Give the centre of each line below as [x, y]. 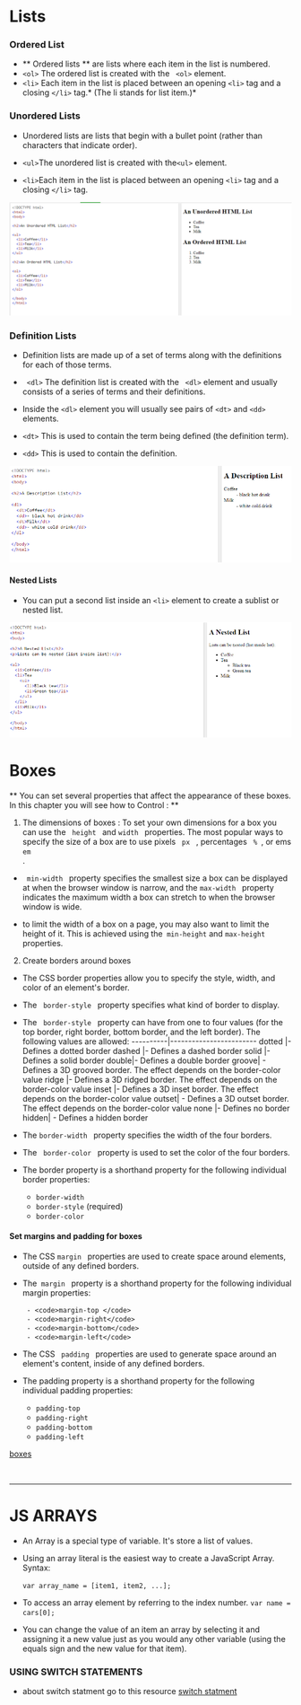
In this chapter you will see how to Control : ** [94, 804]
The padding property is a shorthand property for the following [138, 1381]
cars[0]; [39, 1613]
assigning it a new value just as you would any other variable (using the [154, 1639]
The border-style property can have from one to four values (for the [153, 1022]
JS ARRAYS [53, 1516]
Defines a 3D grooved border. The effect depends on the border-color [151, 1069]
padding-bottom [64, 1428]
